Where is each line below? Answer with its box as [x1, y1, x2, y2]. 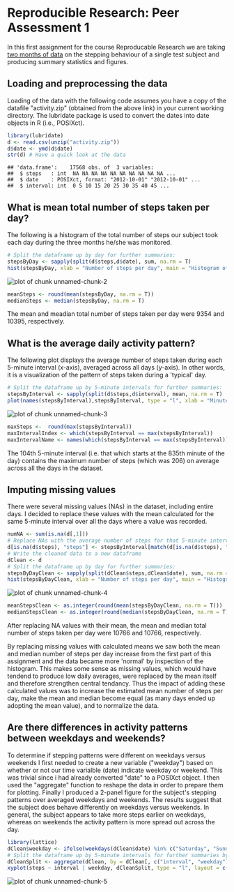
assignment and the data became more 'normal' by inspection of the [7, 657, 204, 665]
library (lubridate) [7, 132, 64, 139]
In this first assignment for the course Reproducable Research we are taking [7, 43, 226, 51]
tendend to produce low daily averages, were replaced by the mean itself [7, 672, 217, 681]
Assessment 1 [7, 20, 90, 36]
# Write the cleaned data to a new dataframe [7, 550, 141, 557]
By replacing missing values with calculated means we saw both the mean [7, 642, 221, 651]
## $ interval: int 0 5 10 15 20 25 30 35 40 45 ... [7, 183, 170, 190]
